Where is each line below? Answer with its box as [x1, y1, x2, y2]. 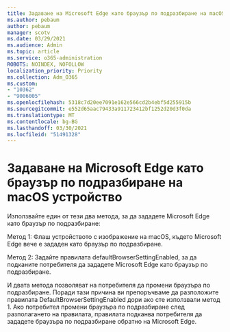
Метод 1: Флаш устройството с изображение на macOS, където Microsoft [7, 233, 222, 241]
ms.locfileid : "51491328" [7, 131, 81, 138]
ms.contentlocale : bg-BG [7, 118, 78, 125]
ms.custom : [7, 80, 38, 87]
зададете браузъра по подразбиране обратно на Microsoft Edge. [7, 318, 197, 326]
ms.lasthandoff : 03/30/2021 [7, 125, 88, 131]
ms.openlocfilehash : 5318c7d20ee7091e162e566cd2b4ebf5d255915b [7, 99, 192, 106]
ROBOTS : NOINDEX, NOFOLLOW [7, 61, 84, 68]
